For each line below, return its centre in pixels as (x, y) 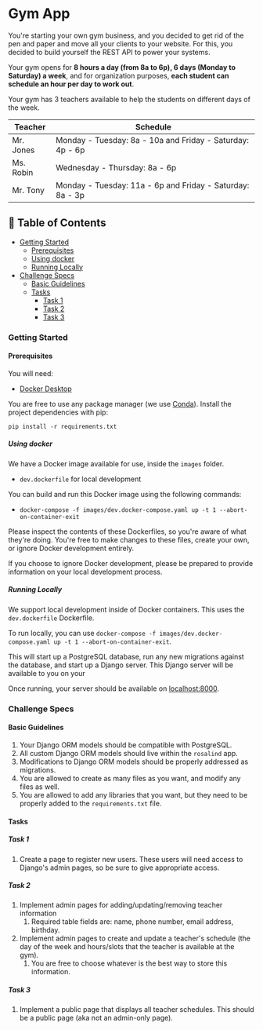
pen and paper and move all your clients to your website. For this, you (121, 43)
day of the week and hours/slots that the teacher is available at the (127, 947)
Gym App (39, 14)
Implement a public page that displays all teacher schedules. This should (137, 1010)
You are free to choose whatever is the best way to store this (129, 963)
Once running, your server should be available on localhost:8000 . (114, 688)
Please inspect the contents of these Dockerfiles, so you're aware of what (127, 531)
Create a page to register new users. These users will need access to (131, 859)
